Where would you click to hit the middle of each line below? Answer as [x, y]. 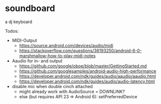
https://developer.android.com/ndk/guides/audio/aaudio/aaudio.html [88, 76]
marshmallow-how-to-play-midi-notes [57, 55]
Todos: [12, 31]
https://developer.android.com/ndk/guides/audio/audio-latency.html [87, 81]
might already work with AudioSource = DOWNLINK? [72, 91]
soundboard [30, 8]
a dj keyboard [19, 22]
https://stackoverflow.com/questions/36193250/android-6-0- [80, 51]
